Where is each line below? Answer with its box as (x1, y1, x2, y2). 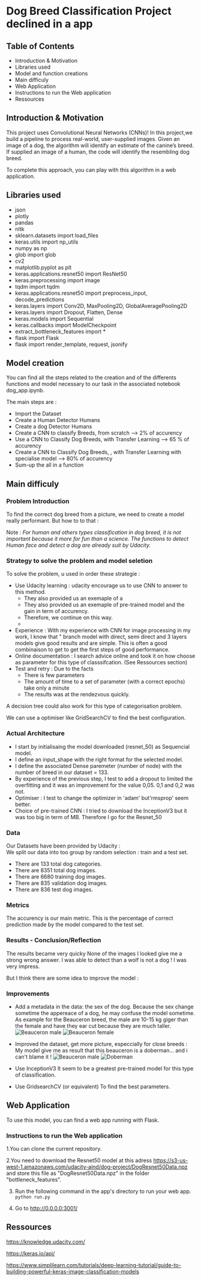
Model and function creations (14, 70, 88, 77)
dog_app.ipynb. (6, 387, 45, 394)
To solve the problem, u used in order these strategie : (6, 570, 140, 578)
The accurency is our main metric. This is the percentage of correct (6, 914, 173, 922)
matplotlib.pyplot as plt (14, 263, 72, 271)
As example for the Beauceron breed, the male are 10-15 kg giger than (14, 1016, 188, 1023)
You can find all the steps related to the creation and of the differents (6, 374, 177, 381)
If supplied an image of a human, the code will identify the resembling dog (6, 148, 190, 155)
